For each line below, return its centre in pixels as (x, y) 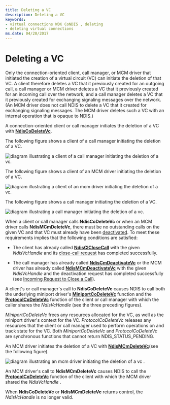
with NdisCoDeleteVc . (29, 131)
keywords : (16, 19)
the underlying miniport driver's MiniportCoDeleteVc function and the (79, 294)
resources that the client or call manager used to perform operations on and (84, 325)
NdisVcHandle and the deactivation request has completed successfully (88, 273)
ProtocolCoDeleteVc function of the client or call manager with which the (82, 299)
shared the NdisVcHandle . (33, 382)
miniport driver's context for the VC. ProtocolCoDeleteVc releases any (78, 320)
